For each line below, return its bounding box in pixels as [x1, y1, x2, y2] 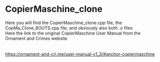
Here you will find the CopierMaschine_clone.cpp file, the [5, 20, 122, 26]
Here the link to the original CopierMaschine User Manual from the [5, 30, 141, 36]
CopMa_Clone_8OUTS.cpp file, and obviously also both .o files [5, 25, 133, 31]
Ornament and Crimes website [5, 35, 68, 41]
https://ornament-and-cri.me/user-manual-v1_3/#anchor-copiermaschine [5, 51, 155, 57]
